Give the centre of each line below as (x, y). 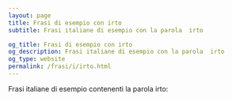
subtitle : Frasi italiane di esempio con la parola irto (106, 30)
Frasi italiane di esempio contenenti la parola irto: (88, 88)
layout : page (30, 15)
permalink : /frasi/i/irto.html (60, 67)
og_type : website (37, 59)
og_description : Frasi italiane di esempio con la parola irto (116, 52)
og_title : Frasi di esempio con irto (70, 44)
